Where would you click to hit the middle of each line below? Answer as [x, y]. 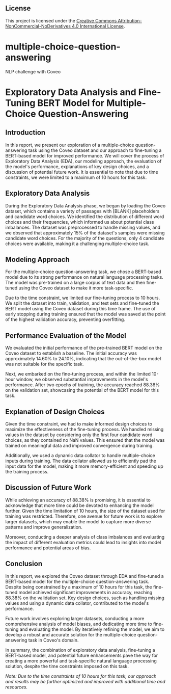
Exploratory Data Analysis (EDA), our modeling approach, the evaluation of [83, 161]
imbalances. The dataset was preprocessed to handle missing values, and [83, 227]
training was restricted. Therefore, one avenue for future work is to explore [84, 516]
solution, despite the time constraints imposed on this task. [67, 666]
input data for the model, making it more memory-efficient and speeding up [84, 466]
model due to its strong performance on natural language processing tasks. [84, 277]
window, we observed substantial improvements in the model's [82, 380]
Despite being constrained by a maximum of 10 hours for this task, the [79, 587]
